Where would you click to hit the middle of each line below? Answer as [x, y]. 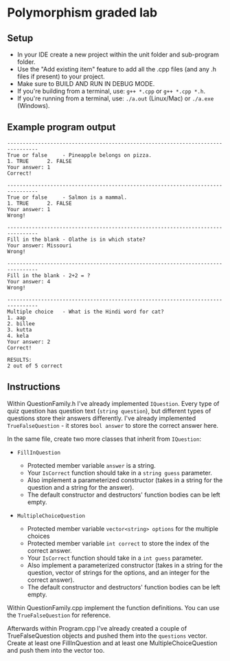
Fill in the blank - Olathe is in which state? [77, 239]
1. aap [16, 318]
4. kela [18, 336]
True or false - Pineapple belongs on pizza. [80, 155]
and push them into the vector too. [56, 650]
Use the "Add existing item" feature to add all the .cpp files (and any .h [117, 69]
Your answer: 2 [29, 342]
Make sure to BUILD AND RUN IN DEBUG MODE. [86, 84]
